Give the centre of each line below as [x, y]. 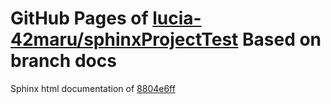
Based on [282, 39]
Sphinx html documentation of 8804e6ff [93, 88]
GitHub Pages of [79, 18]
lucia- [177, 18]
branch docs [63, 61]
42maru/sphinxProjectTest [124, 39]
